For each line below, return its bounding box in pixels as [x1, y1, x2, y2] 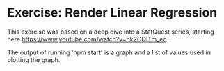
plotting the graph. [7, 55, 61, 63]
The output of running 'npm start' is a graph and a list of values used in [7, 48, 211, 57]
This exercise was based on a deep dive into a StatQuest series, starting [7, 28, 214, 36]
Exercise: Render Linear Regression [7, 5, 218, 21]
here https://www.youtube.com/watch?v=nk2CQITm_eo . [7, 34, 169, 43]
